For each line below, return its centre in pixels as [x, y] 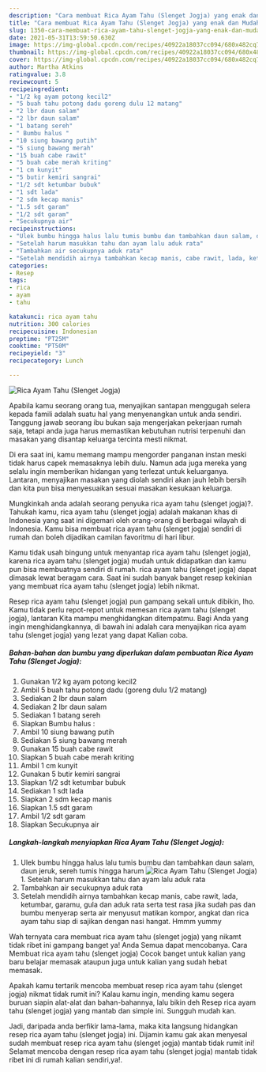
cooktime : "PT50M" [39, 346]
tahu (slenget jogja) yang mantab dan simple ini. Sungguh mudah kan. [123, 1010]
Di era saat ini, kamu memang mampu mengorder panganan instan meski [128, 454]
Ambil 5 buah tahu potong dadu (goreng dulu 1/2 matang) [114, 690]
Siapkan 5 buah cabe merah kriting [77, 757]
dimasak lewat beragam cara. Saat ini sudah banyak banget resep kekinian [130, 578]
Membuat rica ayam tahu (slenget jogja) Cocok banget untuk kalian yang [127, 953]
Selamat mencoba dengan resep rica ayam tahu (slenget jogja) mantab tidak [133, 1051]
